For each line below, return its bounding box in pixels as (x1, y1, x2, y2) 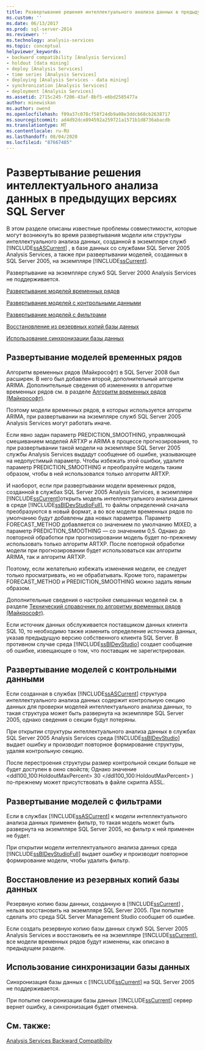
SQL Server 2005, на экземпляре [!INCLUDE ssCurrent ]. (6, 257, 148, 264)
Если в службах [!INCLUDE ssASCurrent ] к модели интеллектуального (6, 813, 187, 820)
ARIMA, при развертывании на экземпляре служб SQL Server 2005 (6, 412, 182, 420)
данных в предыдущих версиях (6, 192, 177, 205)
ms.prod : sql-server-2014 (6, 26, 72, 32)
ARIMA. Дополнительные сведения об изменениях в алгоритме (6, 381, 173, 389)
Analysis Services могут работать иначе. (6, 419, 112, 426)
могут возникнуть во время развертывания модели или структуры (6, 231, 182, 239)
